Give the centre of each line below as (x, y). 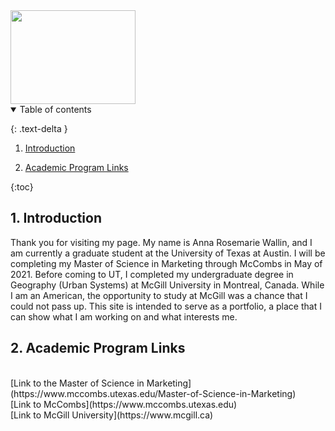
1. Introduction (56, 218)
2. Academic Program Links (98, 348)
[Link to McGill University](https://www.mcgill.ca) (112, 415)
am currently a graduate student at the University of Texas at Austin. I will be (168, 253)
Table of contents (55, 109)
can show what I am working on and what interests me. (124, 316)
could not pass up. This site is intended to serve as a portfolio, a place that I (166, 306)
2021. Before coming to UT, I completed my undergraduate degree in (152, 274)
